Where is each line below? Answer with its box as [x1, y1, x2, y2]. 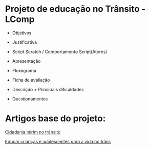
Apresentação [12, 58, 41, 64]
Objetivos [12, 30, 32, 36]
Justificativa [12, 39, 37, 45]
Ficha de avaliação [12, 77, 50, 83]
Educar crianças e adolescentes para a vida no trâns [5, 138, 111, 144]
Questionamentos [12, 96, 48, 102]
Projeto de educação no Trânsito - [5, 3, 146, 15]
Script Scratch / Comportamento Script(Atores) [12, 49, 107, 55]
